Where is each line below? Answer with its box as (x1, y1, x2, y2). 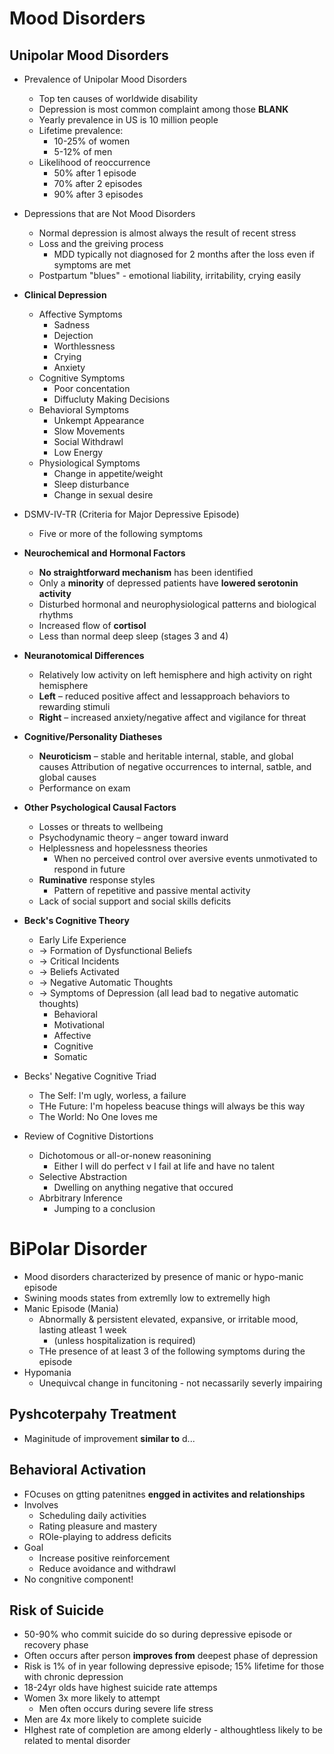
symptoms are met (53, 259, 131, 271)
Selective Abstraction (38, 1171, 127, 1182)
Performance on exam (38, 782, 131, 794)
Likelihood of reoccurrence (38, 157, 151, 168)
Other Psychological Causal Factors (23, 802, 177, 813)
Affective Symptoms (38, 308, 123, 320)
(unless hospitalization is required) (53, 1334, 196, 1346)
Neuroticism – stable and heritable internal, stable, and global (38, 750, 294, 762)
